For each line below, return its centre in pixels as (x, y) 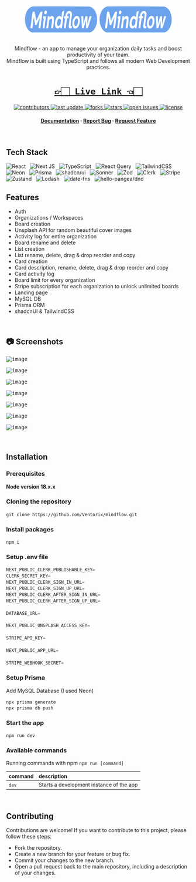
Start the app (25, 723)
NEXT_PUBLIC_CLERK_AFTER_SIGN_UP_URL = (53, 601)
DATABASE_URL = (23, 613)
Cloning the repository (39, 501)
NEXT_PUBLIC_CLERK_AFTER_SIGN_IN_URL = (53, 595)
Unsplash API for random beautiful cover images (73, 230)
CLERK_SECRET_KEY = (28, 576)
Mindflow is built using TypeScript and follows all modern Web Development (98, 61)
